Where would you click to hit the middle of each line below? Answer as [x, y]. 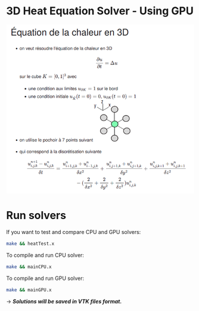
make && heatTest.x [30, 244]
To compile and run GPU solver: [45, 278]
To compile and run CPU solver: [45, 255]
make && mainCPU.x [29, 267]
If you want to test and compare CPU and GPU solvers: [74, 232]
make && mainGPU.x [29, 290]
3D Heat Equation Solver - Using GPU [100, 11]
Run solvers [36, 215]
